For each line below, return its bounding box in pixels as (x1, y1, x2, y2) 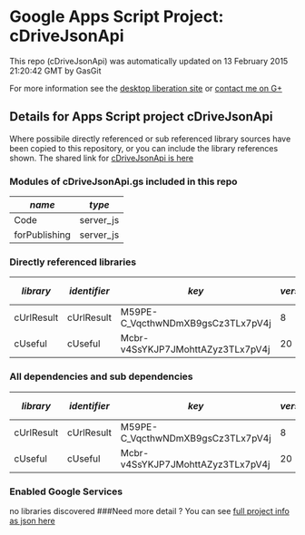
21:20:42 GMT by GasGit (9, 65, 102, 76)
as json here (9, 515, 56, 526)
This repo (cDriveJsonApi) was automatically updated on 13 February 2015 (9, 55, 289, 66)
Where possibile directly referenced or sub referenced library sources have (9, 133, 291, 144)
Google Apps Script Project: (9, 6, 224, 27)
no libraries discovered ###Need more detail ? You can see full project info (9, 505, 290, 516)
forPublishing (14, 229, 71, 241)
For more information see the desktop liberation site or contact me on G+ (9, 83, 283, 93)
